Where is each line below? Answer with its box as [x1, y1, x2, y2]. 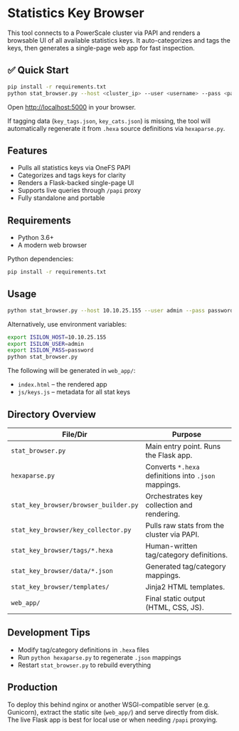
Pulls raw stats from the [145, 521, 225, 530]
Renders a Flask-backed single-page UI [17, 179, 134, 187]
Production [7, 681, 58, 693]
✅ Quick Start [7, 64, 69, 76]
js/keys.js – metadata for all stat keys [17, 388, 130, 396]
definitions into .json [145, 471, 216, 480]
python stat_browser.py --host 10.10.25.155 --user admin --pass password [7, 307, 234, 314]
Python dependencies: [7, 255, 74, 263]
